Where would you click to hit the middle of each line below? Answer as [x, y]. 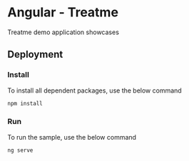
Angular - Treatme [63, 12]
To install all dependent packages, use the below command [94, 90]
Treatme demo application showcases [63, 32]
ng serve [20, 150]
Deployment [35, 54]
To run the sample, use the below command [72, 137]
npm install [25, 103]
